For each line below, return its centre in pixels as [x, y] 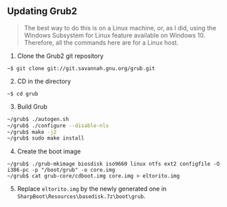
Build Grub [32, 107]
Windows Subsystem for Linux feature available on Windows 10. [115, 35]
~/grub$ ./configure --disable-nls [58, 126]
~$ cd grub [23, 94]
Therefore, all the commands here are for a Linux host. [101, 42]
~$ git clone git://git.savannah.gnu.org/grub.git [81, 68]
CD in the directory [44, 81]
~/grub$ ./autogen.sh [38, 119]
